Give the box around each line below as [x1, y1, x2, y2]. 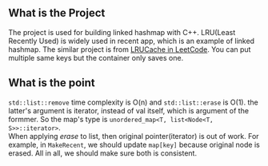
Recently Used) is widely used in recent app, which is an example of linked [8, 36, 254, 45]
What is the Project [8, 6, 106, 20]
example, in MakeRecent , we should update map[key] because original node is [8, 140, 260, 149]
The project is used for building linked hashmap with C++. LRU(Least [8, 27, 236, 37]
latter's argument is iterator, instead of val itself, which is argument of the [8, 105, 250, 115]
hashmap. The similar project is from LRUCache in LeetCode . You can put [8, 44, 251, 54]
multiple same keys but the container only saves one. [8, 53, 184, 62]
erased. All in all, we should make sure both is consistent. [8, 148, 198, 158]
